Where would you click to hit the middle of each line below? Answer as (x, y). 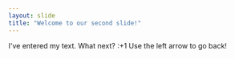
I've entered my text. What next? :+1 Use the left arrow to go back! (118, 45)
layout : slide (32, 15)
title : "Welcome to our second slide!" (75, 23)
